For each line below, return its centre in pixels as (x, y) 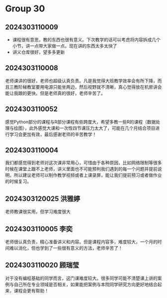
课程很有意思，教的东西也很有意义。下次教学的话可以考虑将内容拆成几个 (86, 40)
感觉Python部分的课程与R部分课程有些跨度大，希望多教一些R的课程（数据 (81, 122)
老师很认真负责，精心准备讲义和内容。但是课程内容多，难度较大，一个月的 (81, 242)
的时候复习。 (18, 181)
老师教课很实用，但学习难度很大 (38, 212)
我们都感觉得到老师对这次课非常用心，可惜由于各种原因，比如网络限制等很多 (83, 163)
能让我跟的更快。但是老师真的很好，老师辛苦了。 (55, 93)
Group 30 (25, 9)
